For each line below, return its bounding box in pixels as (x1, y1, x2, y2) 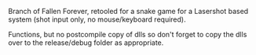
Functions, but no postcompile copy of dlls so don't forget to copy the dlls (8, 30, 247, 39)
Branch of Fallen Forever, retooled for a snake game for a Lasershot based (8, 7, 249, 15)
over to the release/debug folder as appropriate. (8, 38, 164, 47)
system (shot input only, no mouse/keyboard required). (8, 15, 186, 24)
